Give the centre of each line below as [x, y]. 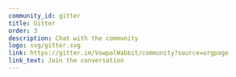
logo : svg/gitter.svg [45, 46]
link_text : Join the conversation [66, 61]
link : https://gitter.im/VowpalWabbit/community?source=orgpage [118, 53]
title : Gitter [32, 23]
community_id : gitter [45, 16]
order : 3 [23, 30]
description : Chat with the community [73, 38]
